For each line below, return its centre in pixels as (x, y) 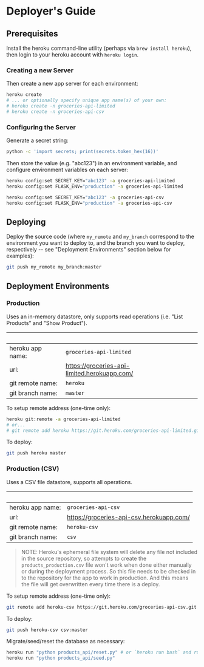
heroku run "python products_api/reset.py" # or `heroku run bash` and (99, 652)
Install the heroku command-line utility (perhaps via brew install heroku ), (99, 48)
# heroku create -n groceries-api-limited (61, 106)
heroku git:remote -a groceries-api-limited (63, 419)
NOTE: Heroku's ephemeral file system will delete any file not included (109, 552)
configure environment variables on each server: (67, 169)
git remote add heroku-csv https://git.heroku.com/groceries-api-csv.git (102, 607)
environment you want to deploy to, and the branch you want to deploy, (96, 243)
